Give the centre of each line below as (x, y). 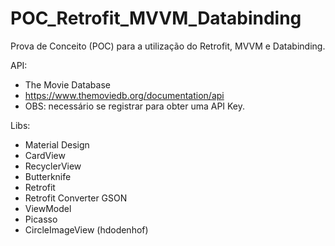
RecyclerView (53, 166)
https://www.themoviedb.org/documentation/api (124, 95)
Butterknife (48, 176)
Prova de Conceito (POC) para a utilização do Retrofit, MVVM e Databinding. (168, 46)
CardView (45, 155)
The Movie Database (67, 84)
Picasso (41, 219)
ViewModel (48, 208)
